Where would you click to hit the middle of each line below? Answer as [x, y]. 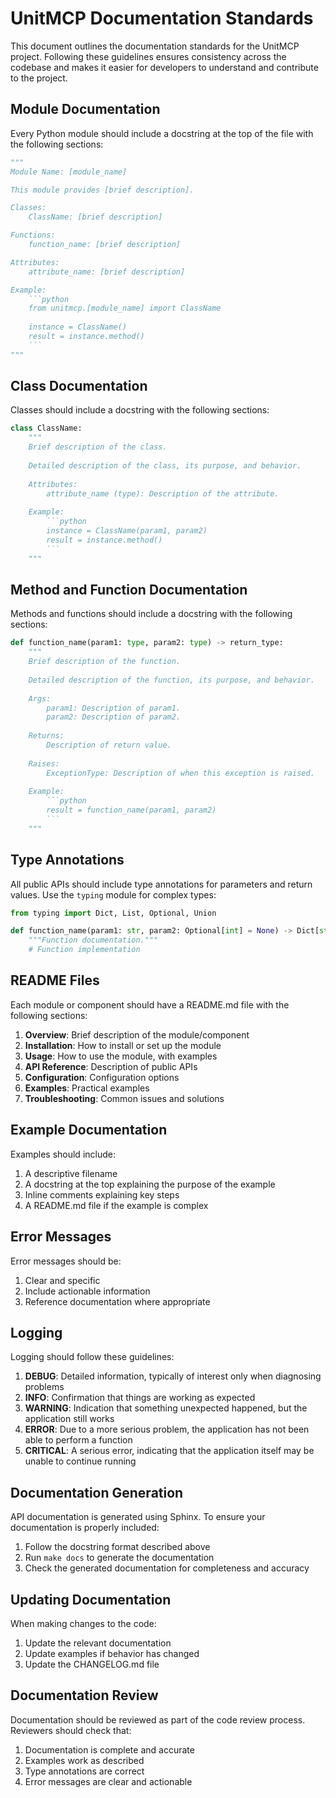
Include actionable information [87, 1291]
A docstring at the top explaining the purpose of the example [150, 1184]
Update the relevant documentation [98, 1643]
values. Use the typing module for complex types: [113, 894]
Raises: [44, 763]
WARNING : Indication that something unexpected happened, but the [166, 1408]
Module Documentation [85, 109]
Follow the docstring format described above [117, 1547]
